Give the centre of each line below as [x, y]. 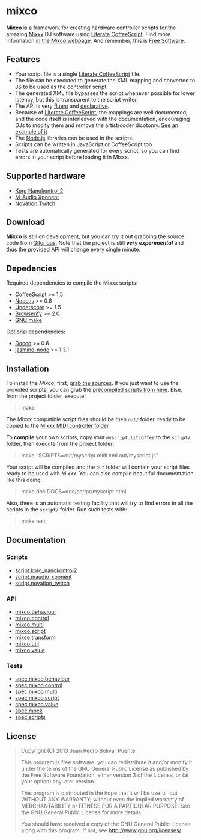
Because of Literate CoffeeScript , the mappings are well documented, [101, 112]
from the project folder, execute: [46, 396]
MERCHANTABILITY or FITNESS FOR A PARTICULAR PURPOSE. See [105, 806]
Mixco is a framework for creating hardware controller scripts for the [91, 28]
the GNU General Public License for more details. [82, 812]
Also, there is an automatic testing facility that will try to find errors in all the [100, 503]
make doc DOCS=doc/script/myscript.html [73, 491]
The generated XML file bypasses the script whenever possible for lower [105, 93]
